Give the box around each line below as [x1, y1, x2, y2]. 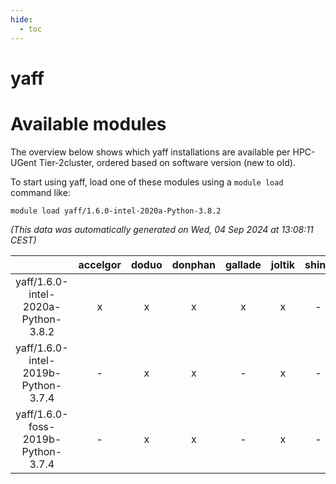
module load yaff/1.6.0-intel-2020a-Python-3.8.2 [10, 206, 222, 216]
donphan [171, 257, 216, 271]
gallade [224, 257, 262, 271]
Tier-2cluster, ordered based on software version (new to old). [38, 156, 296, 168]
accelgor [78, 257, 122, 271]
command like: [10, 186, 71, 198]
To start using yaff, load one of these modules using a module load [10, 176, 284, 188]
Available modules [10, 112, 167, 135]
